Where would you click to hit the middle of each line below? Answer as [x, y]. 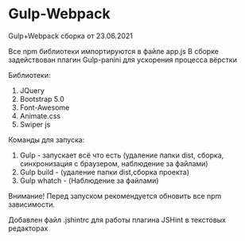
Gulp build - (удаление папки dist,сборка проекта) [104, 172]
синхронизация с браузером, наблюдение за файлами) [114, 163]
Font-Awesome [45, 107]
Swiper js [35, 124]
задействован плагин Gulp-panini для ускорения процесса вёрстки [122, 60]
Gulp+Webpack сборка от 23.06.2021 [70, 36]
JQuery [32, 90]
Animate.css [40, 115]
